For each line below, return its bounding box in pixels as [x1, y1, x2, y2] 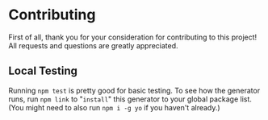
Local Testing [8, 64, 78, 78]
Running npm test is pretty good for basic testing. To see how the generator [8, 85, 261, 95]
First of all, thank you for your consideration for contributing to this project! [8, 32, 258, 42]
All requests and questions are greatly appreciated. [8, 40, 179, 50]
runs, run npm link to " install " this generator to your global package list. [8, 94, 253, 104]
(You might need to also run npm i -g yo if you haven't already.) [8, 102, 220, 112]
